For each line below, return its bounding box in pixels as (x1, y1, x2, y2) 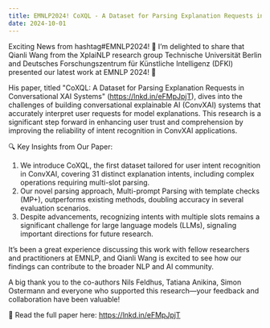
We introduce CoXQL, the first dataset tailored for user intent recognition (19, 160, 261, 170)
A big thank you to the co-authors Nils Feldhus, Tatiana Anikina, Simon (8, 277, 242, 287)
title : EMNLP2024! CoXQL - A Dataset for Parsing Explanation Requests (8, 11, 253, 20)
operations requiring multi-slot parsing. (19, 177, 150, 187)
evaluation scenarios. (19, 203, 91, 213)
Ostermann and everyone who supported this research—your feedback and (8, 285, 260, 295)
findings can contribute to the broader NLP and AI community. (8, 261, 215, 271)
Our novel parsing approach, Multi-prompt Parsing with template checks (19, 186, 260, 196)
